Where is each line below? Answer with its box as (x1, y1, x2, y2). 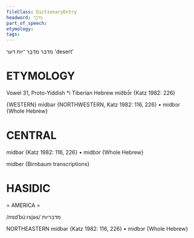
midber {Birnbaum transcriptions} (6, 160, 90, 167)
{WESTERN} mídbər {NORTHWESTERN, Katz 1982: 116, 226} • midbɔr (6, 101, 180, 108)
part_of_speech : (6, 20, 47, 26)
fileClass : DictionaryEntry (6, 8, 77, 15)
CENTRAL (6, 128, 57, 142)
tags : (6, 31, 20, 38)
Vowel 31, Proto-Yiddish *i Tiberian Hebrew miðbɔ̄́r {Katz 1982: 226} (6, 89, 176, 97)
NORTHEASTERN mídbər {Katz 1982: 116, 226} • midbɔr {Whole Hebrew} (6, 225, 189, 232)
